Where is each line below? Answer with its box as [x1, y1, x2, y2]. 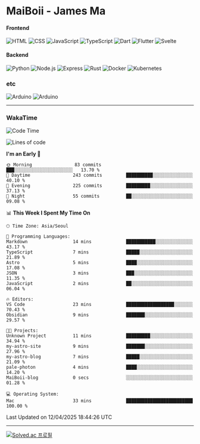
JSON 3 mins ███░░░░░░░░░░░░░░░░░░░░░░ [6, 270, 193, 276]
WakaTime [6, 114, 37, 122]
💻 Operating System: [6, 391, 60, 397]
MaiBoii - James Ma [6, 4, 106, 18]
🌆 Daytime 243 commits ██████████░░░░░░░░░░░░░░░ [6, 172, 193, 179]
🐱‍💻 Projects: [6, 327, 39, 334]
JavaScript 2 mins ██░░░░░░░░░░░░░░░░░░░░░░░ [6, 281, 193, 287]
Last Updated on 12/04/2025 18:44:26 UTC [6, 414, 112, 421]
